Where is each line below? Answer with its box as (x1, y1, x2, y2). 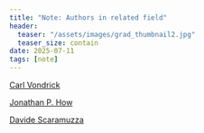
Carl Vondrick (9, 80, 60, 90)
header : (9, 22, 39, 31)
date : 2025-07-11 (9, 47, 75, 56)
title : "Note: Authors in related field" (9, 13, 168, 22)
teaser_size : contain (17, 38, 99, 48)
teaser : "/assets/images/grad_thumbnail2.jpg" (17, 30, 196, 39)
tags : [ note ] (9, 55, 59, 64)
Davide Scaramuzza (9, 114, 84, 125)
